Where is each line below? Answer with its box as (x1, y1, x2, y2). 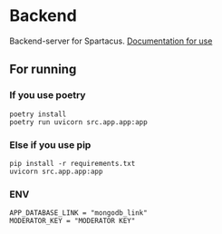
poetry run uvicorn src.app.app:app (9, 117, 148, 127)
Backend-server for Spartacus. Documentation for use (9, 35, 213, 46)
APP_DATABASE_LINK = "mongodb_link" (9, 209, 148, 218)
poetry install (9, 110, 67, 119)
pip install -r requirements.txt (9, 159, 136, 168)
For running (9, 62, 77, 77)
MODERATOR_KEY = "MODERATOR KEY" (9, 217, 136, 226)
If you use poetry (9, 89, 86, 102)
